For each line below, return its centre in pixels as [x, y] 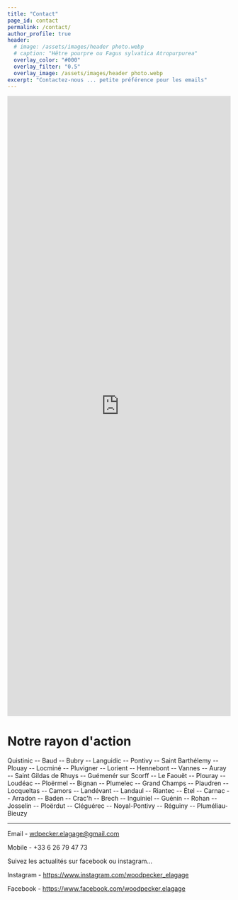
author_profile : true [39, 34]
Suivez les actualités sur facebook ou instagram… [80, 861]
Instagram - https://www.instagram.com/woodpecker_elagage [98, 875]
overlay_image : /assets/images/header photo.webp [88, 73]
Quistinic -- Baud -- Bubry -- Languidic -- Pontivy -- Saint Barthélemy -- [113, 761]
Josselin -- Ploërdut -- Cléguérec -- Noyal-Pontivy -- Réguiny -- [102, 806]
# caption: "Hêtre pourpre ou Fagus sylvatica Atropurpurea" [106, 54]
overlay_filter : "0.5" [47, 67]
